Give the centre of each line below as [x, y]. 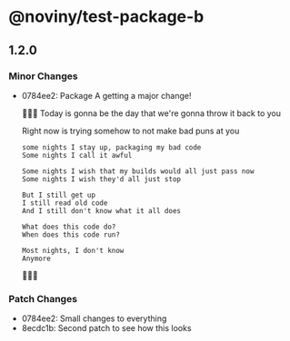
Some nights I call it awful [77, 155]
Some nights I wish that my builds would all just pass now [138, 171]
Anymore [36, 258]
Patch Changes [43, 298]
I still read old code [65, 203]
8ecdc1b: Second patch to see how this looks [106, 328]
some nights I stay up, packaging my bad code [111, 147]
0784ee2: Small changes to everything [94, 318]
